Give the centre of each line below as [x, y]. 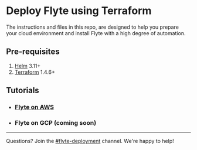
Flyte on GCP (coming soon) [55, 122]
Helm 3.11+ [28, 66]
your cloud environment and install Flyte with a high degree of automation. [96, 33]
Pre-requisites [33, 52]
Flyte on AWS [34, 107]
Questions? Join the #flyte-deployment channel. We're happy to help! [90, 141]
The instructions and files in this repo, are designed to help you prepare [92, 27]
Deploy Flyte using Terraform [79, 11]
